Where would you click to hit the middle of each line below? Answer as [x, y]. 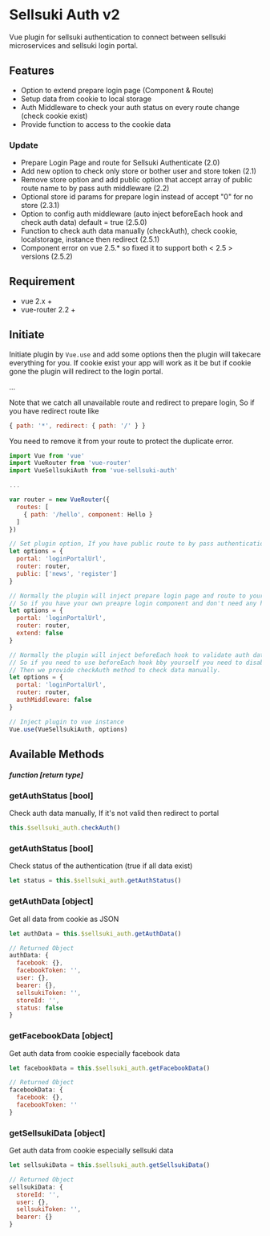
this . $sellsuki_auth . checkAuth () [65, 828]
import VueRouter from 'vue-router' [70, 463]
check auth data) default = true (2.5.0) [84, 222]
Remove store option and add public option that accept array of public [137, 180]
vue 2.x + [36, 301]
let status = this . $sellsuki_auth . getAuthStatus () [95, 881]
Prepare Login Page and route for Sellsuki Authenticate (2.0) [120, 163]
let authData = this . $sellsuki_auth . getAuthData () [95, 933]
